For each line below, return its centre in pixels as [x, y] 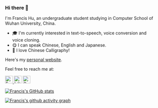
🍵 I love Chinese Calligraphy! [41, 50]
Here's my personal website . [34, 60]
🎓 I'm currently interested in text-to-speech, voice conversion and [79, 33]
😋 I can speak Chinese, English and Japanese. [59, 45]
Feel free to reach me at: [30, 69]
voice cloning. [26, 40]
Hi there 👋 [17, 8]
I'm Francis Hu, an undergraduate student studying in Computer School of [79, 18]
